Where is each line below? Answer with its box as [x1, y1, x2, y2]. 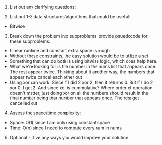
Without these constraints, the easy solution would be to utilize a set [9, 53, 149, 59]
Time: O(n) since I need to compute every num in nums [9, 125, 122, 131]
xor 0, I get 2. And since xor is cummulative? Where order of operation [9, 85, 153, 91]
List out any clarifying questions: [9, 4, 76, 10]
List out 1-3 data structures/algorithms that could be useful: [9, 14, 130, 19]
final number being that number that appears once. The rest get [9, 95, 139, 101]
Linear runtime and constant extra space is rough [9, 48, 110, 53]
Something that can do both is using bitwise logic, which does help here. [9, 58, 158, 64]
